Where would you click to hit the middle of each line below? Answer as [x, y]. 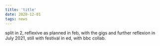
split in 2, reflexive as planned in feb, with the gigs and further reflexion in [80, 33]
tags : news [16, 19]
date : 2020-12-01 [23, 14]
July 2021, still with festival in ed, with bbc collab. [55, 38]
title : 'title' [21, 10]
